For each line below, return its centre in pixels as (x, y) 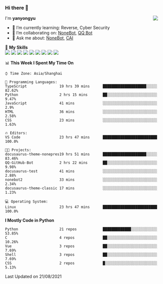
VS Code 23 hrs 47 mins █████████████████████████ (81, 137)
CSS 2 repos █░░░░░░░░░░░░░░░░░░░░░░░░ (81, 263)
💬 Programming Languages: (31, 82)
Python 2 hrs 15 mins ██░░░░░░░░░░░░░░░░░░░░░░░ (81, 95)
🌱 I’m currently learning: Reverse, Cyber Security (61, 28)
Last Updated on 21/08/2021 (33, 277)
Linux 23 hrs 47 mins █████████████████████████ (81, 207)
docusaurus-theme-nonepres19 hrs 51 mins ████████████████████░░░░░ (81, 154)
